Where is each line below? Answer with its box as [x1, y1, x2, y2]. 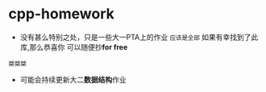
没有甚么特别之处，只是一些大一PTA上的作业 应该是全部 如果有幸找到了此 [19, 32, 259, 42]
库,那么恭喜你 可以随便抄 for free [19, 42, 128, 52]
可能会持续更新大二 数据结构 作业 [19, 74, 127, 84]
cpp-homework [8, 5, 114, 23]
